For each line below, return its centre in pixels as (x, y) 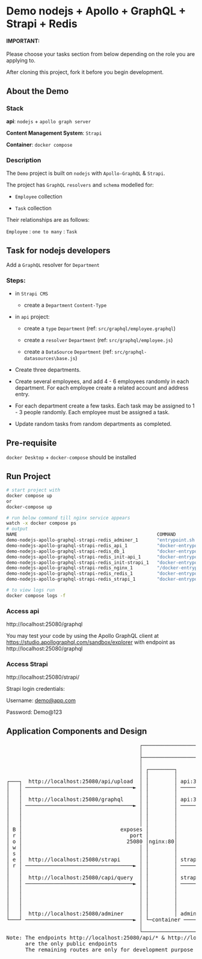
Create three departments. (48, 370)
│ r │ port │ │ (92, 836)
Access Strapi (27, 664)
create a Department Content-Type (65, 305)
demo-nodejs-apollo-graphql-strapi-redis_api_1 (67, 545)
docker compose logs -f (36, 596)
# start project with (33, 490)
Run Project (29, 476)
